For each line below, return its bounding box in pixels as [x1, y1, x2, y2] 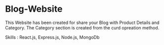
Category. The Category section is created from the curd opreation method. [5, 24, 160, 30]
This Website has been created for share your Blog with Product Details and [5, 20, 160, 25]
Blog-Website [5, 3, 63, 15]
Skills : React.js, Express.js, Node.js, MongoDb [5, 34, 100, 40]
